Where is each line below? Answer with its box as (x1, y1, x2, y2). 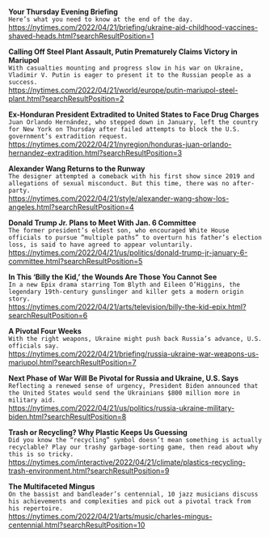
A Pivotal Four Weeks (8, 326, 82, 335)
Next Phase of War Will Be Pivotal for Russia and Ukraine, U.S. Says (8, 373, 239, 383)
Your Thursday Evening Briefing (8, 7, 119, 16)
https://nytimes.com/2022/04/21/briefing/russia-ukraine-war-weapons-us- (8, 349, 259, 359)
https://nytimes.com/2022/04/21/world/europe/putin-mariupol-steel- (8, 85, 238, 95)
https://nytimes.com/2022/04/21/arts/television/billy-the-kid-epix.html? (8, 302, 247, 311)
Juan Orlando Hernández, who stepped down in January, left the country (8, 118, 259, 126)
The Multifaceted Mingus (8, 482, 95, 491)
